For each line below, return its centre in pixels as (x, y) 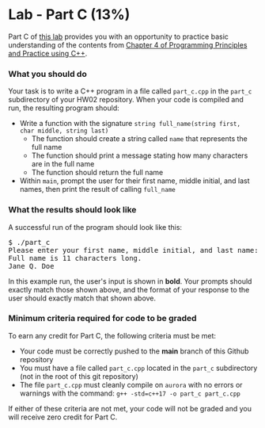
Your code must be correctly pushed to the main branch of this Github (134, 351)
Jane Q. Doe (31, 266)
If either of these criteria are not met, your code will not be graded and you (130, 408)
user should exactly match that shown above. (82, 298)
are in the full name (63, 164)
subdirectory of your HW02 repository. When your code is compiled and (126, 100)
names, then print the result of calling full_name (97, 189)
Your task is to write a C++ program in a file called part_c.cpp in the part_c (130, 91)
